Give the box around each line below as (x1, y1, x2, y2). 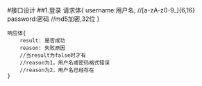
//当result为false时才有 (19, 52, 87, 59)
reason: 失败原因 (19, 44, 66, 51)
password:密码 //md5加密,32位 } (7, 15, 100, 23)
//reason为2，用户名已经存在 (19, 67, 95, 74)
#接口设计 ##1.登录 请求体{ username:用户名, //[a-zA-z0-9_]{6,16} (7, 6, 196, 14)
